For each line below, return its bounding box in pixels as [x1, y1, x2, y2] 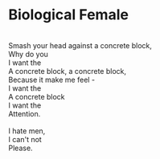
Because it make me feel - [8, 75, 95, 84]
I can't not [8, 134, 42, 144]
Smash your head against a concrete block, [8, 40, 153, 50]
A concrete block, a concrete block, [8, 66, 127, 75]
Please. [8, 143, 34, 153]
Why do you [8, 49, 48, 59]
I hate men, [8, 126, 46, 136]
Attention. [8, 108, 41, 118]
